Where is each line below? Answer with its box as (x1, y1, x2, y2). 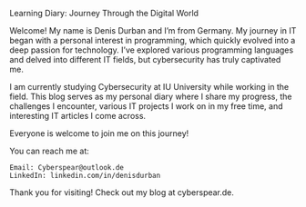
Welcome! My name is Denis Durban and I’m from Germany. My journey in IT (9, 25, 297, 35)
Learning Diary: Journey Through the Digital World (9, 8, 199, 18)
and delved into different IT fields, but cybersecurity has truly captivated (9, 54, 281, 64)
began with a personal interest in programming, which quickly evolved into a (9, 35, 296, 45)
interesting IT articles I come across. (9, 111, 147, 121)
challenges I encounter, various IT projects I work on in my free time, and (9, 101, 284, 112)
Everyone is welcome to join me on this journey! (9, 128, 189, 139)
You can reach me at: (9, 145, 89, 156)
